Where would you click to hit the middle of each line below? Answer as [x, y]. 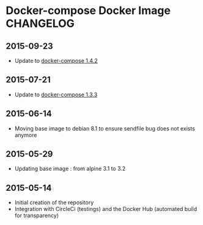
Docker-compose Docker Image [88, 11]
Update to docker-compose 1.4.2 [56, 61]
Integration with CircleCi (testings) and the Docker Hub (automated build [106, 209]
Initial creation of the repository [54, 202]
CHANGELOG [40, 23]
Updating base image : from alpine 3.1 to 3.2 [70, 169]
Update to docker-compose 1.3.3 [56, 95]
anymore [26, 135]
